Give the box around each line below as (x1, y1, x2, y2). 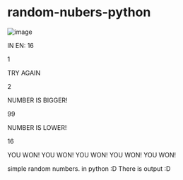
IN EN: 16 (7, 41, 34, 49)
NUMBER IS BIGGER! (7, 96, 69, 104)
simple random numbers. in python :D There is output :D (7, 164, 171, 173)
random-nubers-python (7, 4, 151, 20)
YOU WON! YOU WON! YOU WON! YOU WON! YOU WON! (7, 150, 177, 159)
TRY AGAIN (7, 68, 41, 77)
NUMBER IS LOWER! (7, 123, 67, 131)
